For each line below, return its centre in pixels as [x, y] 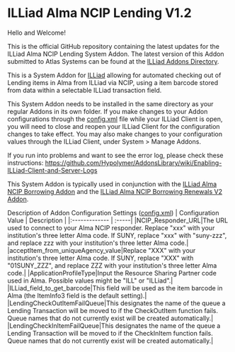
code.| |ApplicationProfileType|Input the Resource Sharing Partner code [112, 273]
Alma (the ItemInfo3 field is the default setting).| [77, 295]
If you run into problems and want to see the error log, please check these [116, 155]
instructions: [25, 163]
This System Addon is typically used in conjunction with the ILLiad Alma [112, 184]
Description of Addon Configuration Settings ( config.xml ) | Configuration [113, 212]
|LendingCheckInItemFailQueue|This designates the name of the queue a [114, 325]
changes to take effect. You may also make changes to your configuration [115, 134]
